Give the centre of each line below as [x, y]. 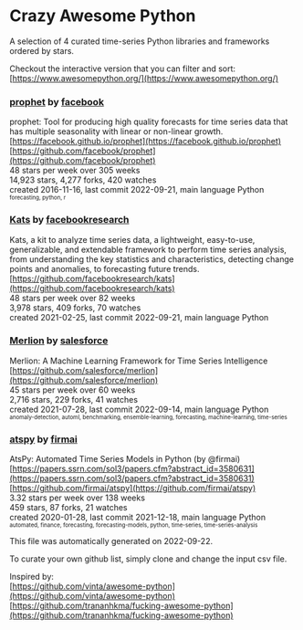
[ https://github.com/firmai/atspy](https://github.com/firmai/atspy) [133, 488]
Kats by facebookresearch [69, 220]
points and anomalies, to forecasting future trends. [104, 268]
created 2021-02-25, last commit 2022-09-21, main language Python [139, 317]
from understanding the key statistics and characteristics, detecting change [152, 259]
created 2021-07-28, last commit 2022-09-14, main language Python [139, 409]
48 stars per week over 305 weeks [75, 171]
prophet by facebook [57, 101]
